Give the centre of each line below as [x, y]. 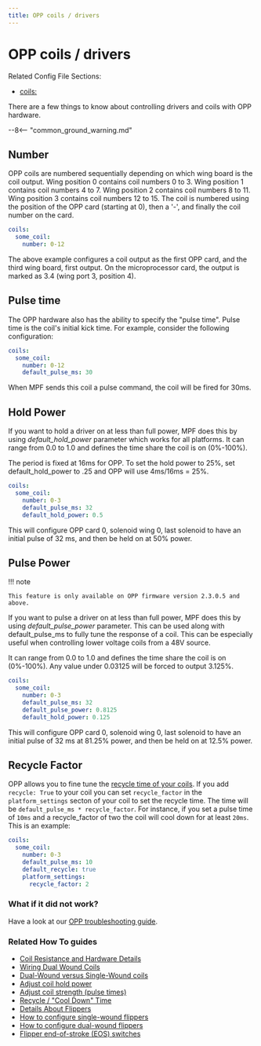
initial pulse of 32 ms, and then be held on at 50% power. [100, 538]
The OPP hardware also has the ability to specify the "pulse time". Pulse [124, 320]
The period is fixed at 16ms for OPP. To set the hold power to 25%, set [121, 463]
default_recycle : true [59, 869]
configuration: [31, 336]
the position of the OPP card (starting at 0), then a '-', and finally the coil [125, 207]
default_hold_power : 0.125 [66, 717]
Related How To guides [53, 942]
